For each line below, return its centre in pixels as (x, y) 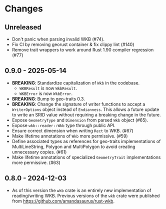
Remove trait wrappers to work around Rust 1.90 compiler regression (83, 50)
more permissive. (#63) (36, 162)
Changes (24, 9)
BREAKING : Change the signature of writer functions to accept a (78, 104)
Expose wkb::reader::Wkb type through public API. (64, 125)
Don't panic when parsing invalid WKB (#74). (58, 39)
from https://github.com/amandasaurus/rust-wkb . (63, 201)
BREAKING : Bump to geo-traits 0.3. (48, 98)
